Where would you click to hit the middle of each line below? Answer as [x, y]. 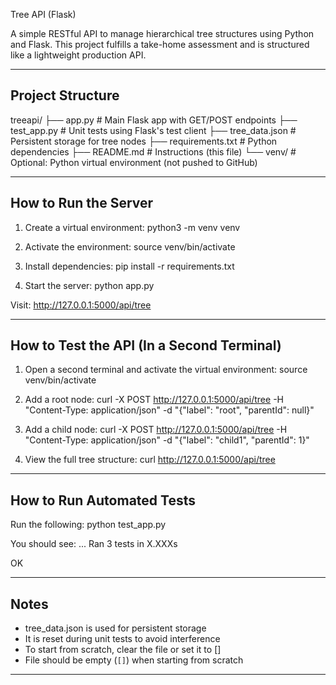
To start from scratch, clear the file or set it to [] [123, 650]
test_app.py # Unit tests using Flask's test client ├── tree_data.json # [153, 130]
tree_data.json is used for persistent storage [115, 628]
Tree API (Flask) [43, 14]
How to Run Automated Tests [103, 500]
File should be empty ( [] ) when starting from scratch [134, 660]
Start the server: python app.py [89, 285]
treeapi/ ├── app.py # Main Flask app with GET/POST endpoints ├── [154, 120]
